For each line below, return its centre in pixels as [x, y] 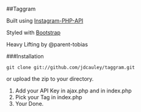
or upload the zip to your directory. [50, 79]
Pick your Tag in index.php [49, 97]
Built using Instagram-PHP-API [45, 21]
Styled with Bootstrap [34, 32]
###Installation [25, 56]
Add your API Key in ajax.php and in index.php [74, 91]
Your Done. [29, 104]
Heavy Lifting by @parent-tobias [47, 44]
